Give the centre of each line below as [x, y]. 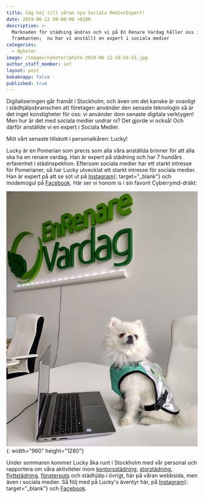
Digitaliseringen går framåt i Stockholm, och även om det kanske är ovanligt [101, 101]
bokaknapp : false [28, 77]
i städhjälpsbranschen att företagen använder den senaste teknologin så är [100, 108]
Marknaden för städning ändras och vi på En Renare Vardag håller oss [103, 32]
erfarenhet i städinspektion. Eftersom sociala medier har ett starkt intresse [99, 163]
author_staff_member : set [39, 64]
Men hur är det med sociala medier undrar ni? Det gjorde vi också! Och [95, 121]
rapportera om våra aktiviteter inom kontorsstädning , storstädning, [90, 469]
